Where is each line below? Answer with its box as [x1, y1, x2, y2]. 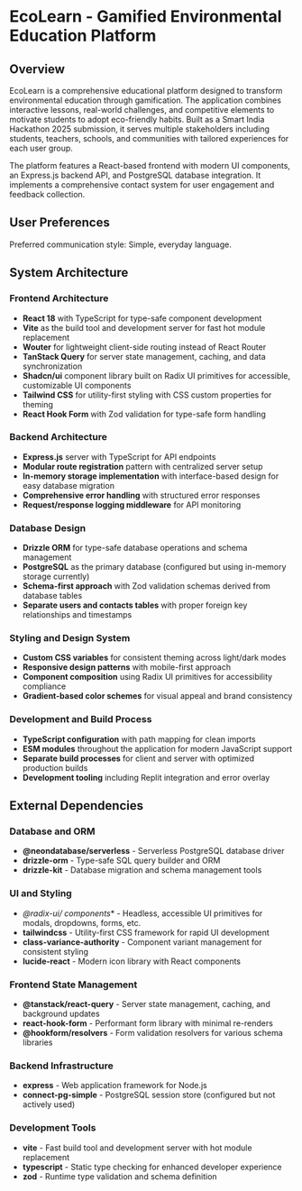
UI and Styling [9, 887, 72, 900]
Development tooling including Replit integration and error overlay [22, 772, 270, 783]
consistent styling [22, 946, 88, 957]
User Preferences [9, 215, 110, 231]
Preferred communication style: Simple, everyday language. [9, 239, 232, 250]
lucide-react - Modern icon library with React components [22, 956, 242, 967]
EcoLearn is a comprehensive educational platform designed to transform [9, 86, 283, 96]
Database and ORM [9, 825, 96, 838]
